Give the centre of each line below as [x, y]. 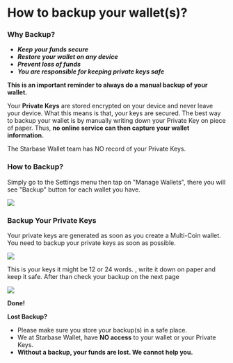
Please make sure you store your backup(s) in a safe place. [102, 330]
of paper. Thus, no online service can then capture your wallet [98, 128]
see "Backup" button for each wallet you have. [74, 189]
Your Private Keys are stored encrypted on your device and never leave [110, 106]
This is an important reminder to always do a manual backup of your [107, 85]
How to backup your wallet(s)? [97, 13]
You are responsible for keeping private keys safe [91, 71]
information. [25, 135]
